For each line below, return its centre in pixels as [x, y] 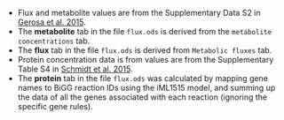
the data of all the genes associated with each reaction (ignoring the [142, 97]
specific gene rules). [55, 106]
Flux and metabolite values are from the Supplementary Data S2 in [139, 13]
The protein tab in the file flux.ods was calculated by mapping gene [143, 78]
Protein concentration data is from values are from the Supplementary [146, 60]
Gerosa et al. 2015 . [51, 22]
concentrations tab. [54, 41]
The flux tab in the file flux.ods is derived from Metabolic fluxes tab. [145, 50]
